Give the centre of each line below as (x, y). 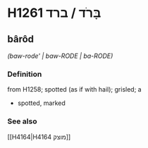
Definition (25, 74)
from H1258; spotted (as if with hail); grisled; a (75, 90)
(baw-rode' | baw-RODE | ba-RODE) (60, 56)
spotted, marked (41, 103)
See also (22, 121)
